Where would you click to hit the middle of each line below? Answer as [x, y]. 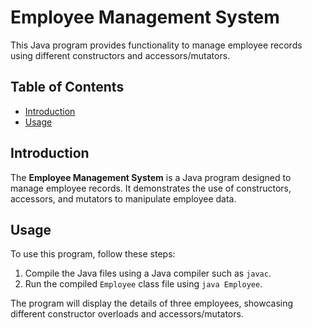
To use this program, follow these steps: [93, 254]
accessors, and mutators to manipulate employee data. [123, 198]
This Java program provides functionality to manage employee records [156, 45]
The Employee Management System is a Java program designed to [151, 177]
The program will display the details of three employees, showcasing [152, 303]
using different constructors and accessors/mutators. [120, 55]
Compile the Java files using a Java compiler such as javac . [148, 273]
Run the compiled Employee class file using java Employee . [143, 284]
